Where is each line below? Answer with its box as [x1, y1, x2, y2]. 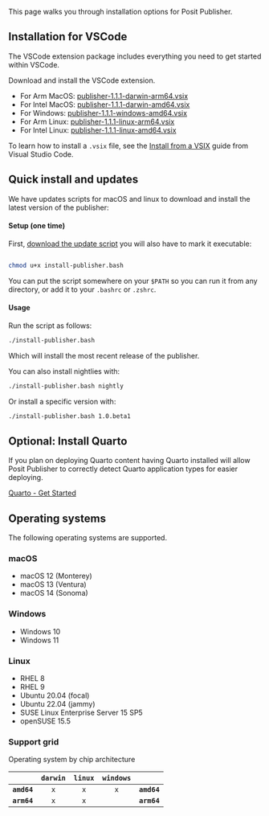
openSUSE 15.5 [19, 716, 71, 726]
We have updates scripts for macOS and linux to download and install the [8, 194, 251, 203]
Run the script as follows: [8, 321, 92, 330]
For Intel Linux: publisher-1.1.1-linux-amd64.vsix [19, 125, 177, 135]
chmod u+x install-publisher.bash [8, 261, 124, 269]
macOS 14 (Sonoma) [19, 588, 88, 598]
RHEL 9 [19, 683, 46, 692]
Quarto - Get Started [8, 488, 76, 498]
